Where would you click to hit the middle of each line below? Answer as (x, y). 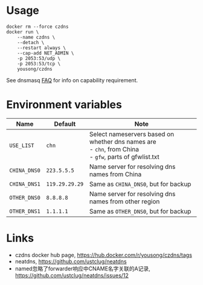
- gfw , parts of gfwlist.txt (125, 157)
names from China (116, 174)
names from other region (125, 201)
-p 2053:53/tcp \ (39, 64)
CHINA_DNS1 (25, 184)
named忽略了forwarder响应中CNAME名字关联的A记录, (83, 268)
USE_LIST (22, 145)
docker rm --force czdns (37, 27)
